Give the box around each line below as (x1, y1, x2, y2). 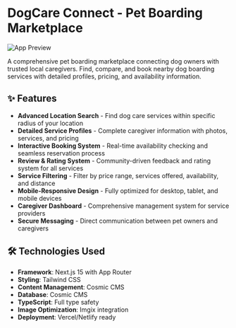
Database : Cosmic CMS (17, 290, 88, 298)
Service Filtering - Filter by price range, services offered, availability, (17, 171, 219, 180)
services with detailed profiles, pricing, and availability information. (7, 72, 202, 81)
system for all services (17, 164, 84, 172)
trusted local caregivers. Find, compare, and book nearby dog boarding (7, 64, 215, 73)
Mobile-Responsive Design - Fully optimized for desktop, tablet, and (17, 186, 218, 195)
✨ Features (7, 93, 57, 105)
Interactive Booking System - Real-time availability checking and (17, 141, 208, 150)
